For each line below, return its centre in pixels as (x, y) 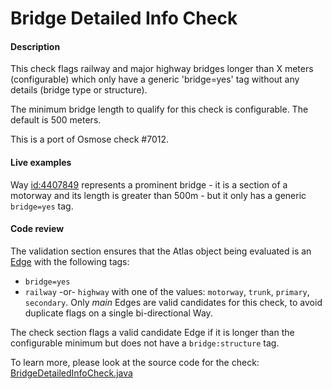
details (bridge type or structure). (79, 90)
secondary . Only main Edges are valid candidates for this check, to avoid (173, 302)
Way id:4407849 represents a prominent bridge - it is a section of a (149, 184)
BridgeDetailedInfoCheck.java (71, 373)
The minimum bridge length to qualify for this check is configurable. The (159, 109)
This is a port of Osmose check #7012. (90, 139)
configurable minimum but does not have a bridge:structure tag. (145, 343)
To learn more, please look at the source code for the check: (135, 362)
